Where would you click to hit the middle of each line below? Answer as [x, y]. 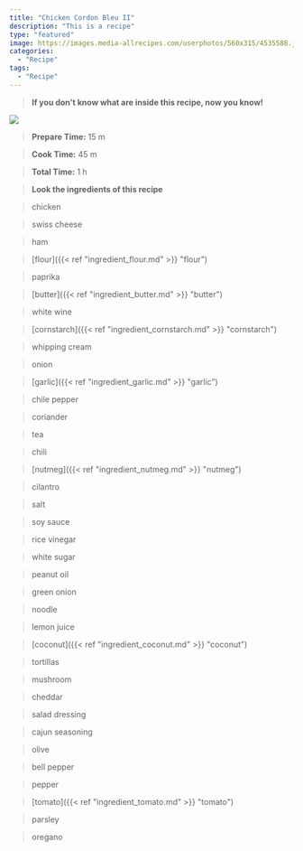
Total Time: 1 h [59, 172]
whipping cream [61, 346]
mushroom [51, 679]
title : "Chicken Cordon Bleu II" [72, 18]
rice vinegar [54, 539]
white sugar [53, 556]
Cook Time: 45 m [64, 154]
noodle [44, 609]
